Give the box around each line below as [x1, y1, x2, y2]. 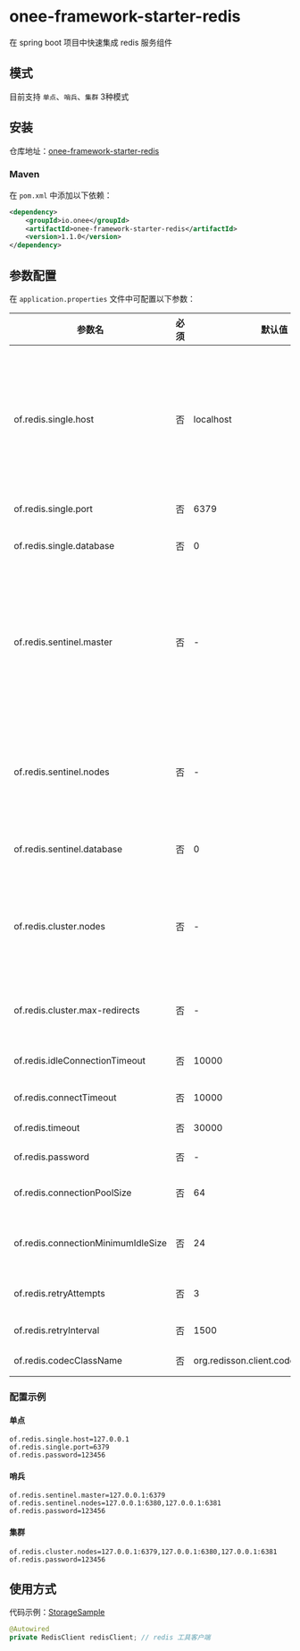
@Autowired [9, 1625, 50, 1634]
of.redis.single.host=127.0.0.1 [9, 1435, 129, 1444]
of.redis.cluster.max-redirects [13, 1005, 140, 1017]
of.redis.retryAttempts [13, 1287, 105, 1300]
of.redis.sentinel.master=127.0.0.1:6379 [9, 1491, 166, 1501]
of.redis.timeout [13, 1122, 80, 1134]
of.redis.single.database [13, 540, 115, 552]
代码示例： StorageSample [9, 1607, 105, 1618]
